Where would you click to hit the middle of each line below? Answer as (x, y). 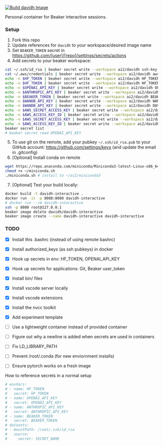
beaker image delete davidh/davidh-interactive (54, 212)
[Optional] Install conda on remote (46, 157)
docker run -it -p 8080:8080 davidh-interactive (55, 198)
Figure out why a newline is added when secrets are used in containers (83, 337)
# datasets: (17, 425)
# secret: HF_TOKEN (27, 394)
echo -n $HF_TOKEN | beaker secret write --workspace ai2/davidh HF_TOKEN (82, 79)
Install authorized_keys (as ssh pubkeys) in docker (62, 249)
